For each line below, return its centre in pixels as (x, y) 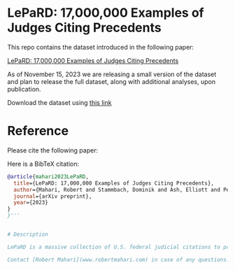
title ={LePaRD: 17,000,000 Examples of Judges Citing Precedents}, (114, 183)
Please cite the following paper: (53, 150)
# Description (28, 234)
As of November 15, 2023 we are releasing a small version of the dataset (112, 74)
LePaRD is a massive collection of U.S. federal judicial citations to (114, 247)
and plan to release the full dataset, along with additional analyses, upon (111, 81)
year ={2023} (31, 203)
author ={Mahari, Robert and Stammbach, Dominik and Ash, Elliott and (117, 190)
